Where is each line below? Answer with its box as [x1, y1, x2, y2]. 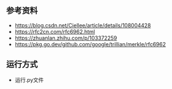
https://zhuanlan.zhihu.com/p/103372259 [14, 34, 118, 42]
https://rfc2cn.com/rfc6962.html [14, 28, 96, 35]
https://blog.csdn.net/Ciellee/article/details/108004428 [14, 21, 151, 28]
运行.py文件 [14, 76, 44, 83]
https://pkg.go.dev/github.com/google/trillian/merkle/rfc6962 [14, 40, 166, 47]
